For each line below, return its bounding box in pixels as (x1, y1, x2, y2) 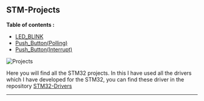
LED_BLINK (15, 33, 44, 40)
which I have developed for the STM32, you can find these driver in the (6, 75, 185, 83)
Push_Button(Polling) (15, 39, 68, 46)
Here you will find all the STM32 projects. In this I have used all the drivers (6, 69, 192, 77)
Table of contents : (6, 21, 55, 28)
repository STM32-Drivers (6, 82, 72, 89)
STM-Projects (6, 5, 61, 15)
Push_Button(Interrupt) (15, 46, 73, 53)
